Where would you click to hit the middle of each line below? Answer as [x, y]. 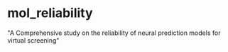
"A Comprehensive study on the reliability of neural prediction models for [114, 33]
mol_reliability [50, 13]
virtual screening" [33, 40]
